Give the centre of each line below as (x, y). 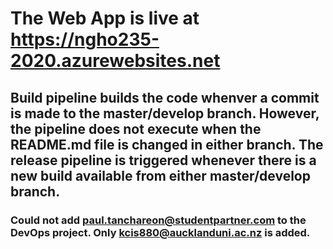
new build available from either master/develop (160, 175)
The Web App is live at (105, 18)
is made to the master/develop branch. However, (165, 113)
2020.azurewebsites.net (115, 61)
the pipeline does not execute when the (136, 128)
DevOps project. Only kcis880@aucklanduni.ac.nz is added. (160, 232)
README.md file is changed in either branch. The (167, 144)
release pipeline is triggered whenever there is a (163, 160)
